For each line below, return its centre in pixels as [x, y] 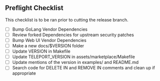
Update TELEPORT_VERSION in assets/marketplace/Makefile [73, 57]
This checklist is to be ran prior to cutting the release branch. [67, 20]
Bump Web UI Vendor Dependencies [49, 40]
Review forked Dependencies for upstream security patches [73, 35]
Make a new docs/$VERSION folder [48, 46]
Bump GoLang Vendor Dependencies [50, 29]
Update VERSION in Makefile [41, 51]
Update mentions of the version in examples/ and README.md [75, 62]
